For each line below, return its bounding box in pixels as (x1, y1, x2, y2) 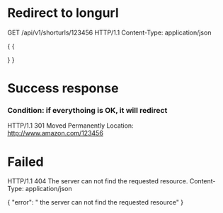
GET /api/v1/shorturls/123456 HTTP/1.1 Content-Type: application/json (7, 28, 212, 37)
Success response (7, 80, 119, 97)
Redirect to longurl (7, 5, 119, 21)
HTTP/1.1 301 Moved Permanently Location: (7, 121, 134, 130)
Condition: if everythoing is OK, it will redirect (7, 106, 168, 116)
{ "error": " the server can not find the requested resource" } (7, 198, 184, 207)
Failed (7, 154, 44, 170)
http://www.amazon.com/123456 (7, 129, 104, 138)
